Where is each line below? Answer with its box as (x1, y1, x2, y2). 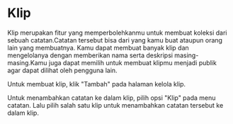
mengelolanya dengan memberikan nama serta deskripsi (7, 51, 174, 60)
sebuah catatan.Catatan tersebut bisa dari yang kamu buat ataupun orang (7, 35, 223, 44)
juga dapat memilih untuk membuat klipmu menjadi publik (48, 58, 217, 67)
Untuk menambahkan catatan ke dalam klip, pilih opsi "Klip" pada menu (7, 94, 216, 102)
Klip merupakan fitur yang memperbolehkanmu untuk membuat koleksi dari (7, 28, 227, 37)
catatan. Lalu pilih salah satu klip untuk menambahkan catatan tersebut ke (7, 101, 224, 109)
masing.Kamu (7, 58, 47, 67)
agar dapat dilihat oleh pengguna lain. (7, 66, 118, 74)
